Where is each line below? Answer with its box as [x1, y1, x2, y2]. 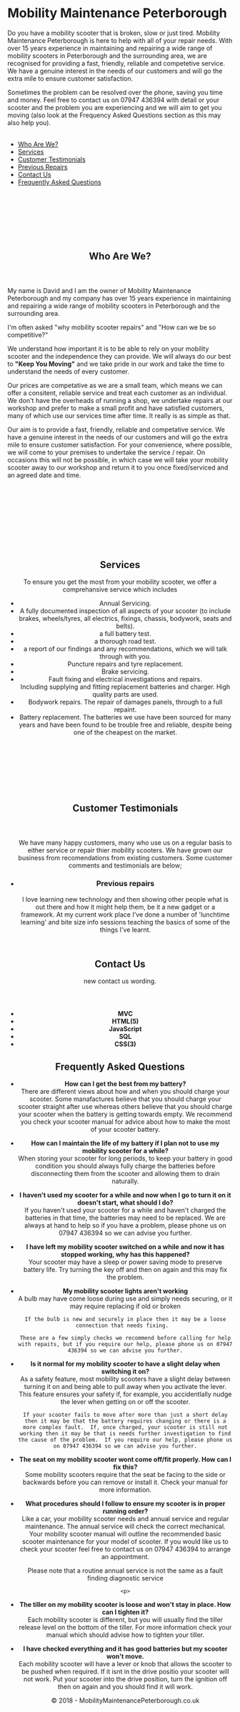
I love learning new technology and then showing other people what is [22, 895, 229, 903]
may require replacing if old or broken [70, 1302, 181, 1310]
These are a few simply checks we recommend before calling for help [19, 1335, 231, 1342]
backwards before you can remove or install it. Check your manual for [22, 1478, 229, 1487]
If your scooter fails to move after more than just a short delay [22, 1411, 228, 1419]
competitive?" [7, 331, 49, 339]
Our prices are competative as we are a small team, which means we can [7, 381, 223, 390]
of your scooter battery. [90, 1125, 161, 1134]
